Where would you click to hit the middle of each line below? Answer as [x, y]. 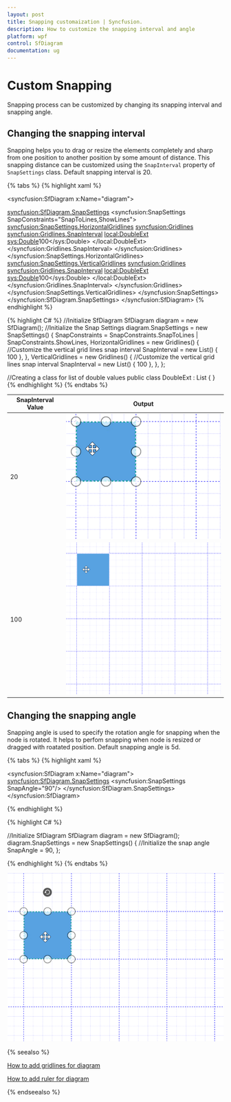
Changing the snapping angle [71, 716]
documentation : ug [33, 51]
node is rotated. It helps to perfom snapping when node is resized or [104, 740]
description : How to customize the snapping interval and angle [101, 29]
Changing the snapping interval [76, 134]
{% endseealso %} [34, 1092]
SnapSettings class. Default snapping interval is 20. [80, 172]
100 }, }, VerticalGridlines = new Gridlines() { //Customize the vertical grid [111, 357]
